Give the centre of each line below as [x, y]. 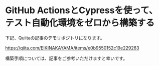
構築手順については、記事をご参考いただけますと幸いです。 [66, 58]
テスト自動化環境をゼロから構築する [80, 23]
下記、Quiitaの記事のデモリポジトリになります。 [55, 38]
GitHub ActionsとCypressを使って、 [82, 10]
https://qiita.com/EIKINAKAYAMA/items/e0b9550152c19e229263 [72, 48]
